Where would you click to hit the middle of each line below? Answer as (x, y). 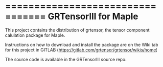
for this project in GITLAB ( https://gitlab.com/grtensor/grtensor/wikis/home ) (81, 50)
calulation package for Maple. (35, 35)
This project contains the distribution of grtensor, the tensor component (77, 30)
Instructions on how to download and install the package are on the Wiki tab (81, 45)
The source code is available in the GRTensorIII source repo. (66, 59)
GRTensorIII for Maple (93, 16)
